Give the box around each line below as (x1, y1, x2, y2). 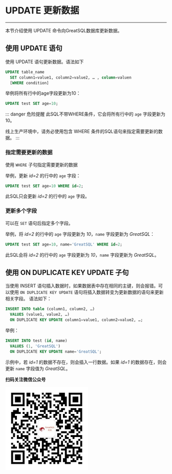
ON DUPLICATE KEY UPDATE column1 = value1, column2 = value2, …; (10, 317, 143, 323)
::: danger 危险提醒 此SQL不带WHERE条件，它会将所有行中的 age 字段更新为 (5, 111, 165, 117)
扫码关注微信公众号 (5, 376, 46, 383)
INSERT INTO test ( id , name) (5, 338, 68, 344)
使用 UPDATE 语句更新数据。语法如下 (5, 59, 84, 65)
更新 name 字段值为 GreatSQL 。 (5, 365, 71, 371)
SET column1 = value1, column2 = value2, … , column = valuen (10, 75, 132, 80)
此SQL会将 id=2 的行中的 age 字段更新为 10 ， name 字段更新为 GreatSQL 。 (5, 252, 159, 258)
